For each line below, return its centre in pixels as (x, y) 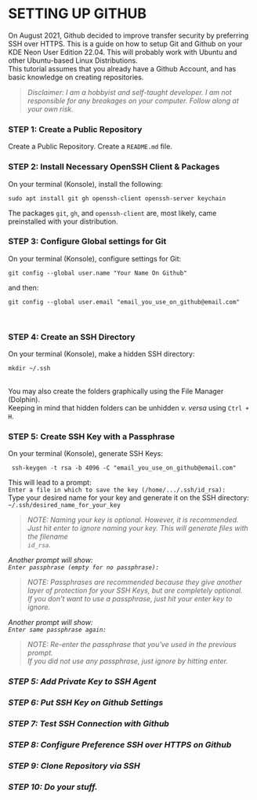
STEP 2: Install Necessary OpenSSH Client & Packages (114, 167)
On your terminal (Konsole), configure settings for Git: (95, 258)
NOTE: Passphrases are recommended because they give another (135, 583)
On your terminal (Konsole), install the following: (85, 184)
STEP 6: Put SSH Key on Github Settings (86, 703)
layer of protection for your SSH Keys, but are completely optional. (135, 590)
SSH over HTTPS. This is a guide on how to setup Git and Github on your (125, 43)
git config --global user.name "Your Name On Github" (98, 273)
